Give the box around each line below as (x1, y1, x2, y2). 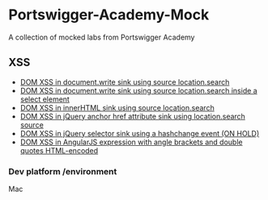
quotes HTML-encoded (19, 145, 99, 155)
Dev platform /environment (8, 165, 117, 177)
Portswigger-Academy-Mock (8, 6, 210, 24)
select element (19, 94, 70, 104)
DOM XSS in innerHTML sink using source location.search (19, 102, 215, 112)
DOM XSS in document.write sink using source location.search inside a (19, 85, 257, 95)
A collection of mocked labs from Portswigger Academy (8, 32, 195, 42)
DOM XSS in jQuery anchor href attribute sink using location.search (19, 111, 245, 121)
